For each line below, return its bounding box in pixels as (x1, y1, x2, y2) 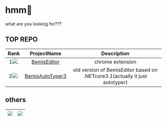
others (5, 96, 26, 104)
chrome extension (94, 58, 137, 65)
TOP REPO (5, 35, 38, 44)
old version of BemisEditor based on (73, 66, 158, 73)
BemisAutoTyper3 (24, 72, 67, 79)
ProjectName (29, 50, 62, 57)
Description (101, 50, 130, 57)
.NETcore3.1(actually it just (83, 72, 148, 79)
